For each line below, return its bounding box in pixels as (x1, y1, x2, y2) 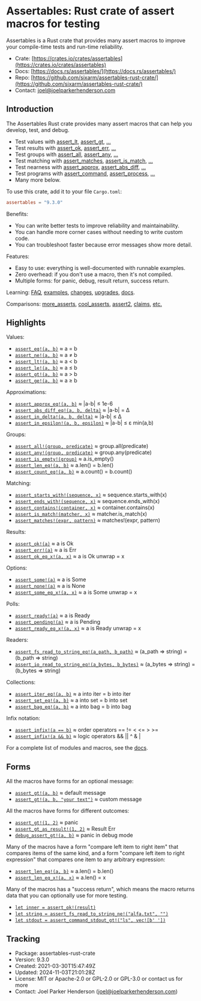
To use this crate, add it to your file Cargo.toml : (6, 188, 122, 195)
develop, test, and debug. (6, 126, 70, 133)
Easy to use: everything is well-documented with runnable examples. (14, 264, 186, 271)
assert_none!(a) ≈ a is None (14, 582, 86, 590)
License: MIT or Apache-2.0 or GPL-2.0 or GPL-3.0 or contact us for (14, 975, 183, 982)
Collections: (6, 679, 36, 686)
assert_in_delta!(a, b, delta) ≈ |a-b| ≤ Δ (14, 413, 122, 420)
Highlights (6, 318, 46, 328)
